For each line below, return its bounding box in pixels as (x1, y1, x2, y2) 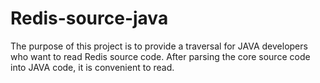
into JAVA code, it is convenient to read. (10, 61, 175, 73)
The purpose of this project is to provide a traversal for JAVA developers (10, 40, 308, 52)
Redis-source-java (10, 7, 169, 30)
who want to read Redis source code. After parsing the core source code (10, 50, 311, 62)
